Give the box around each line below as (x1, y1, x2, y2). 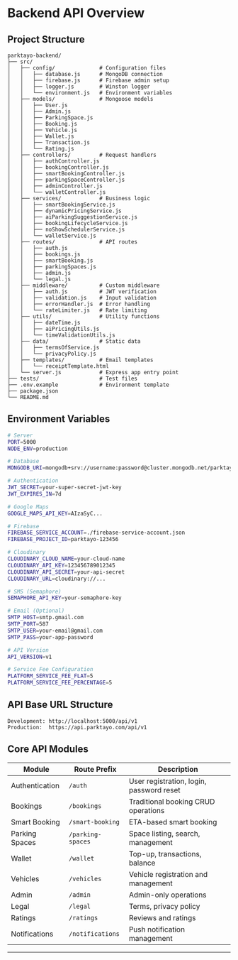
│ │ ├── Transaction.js (7, 139, 91, 146)
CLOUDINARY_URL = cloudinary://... (7, 575, 106, 582)
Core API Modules (7, 743, 89, 756)
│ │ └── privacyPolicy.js (7, 350, 97, 357)
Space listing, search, (128, 829, 200, 839)
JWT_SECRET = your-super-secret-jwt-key (7, 484, 122, 491)
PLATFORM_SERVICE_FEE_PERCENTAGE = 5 (7, 680, 113, 687)
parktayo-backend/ (7, 52, 62, 59)
